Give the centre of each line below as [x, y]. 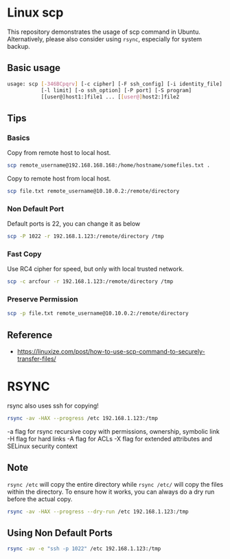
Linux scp [35, 13]
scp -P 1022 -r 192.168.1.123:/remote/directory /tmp [86, 236]
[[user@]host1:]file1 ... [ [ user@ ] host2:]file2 [110, 97]
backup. [19, 46]
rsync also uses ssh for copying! [53, 406]
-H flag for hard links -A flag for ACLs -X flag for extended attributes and [110, 439]
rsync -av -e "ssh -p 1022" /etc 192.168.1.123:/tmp [84, 549]
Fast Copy [24, 254]
